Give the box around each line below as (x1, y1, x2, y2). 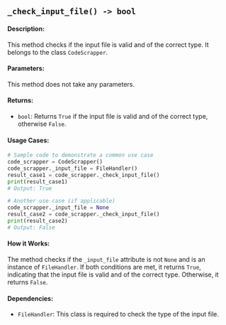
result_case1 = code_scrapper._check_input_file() (7, 171, 160, 179)
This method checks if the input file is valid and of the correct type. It (7, 40, 209, 49)
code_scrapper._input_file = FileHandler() (7, 164, 138, 172)
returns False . (7, 278, 48, 287)
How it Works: (7, 239, 50, 248)
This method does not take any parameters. (7, 80, 135, 88)
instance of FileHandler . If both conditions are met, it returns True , (7, 263, 202, 272)
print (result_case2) (7, 218, 69, 225)
